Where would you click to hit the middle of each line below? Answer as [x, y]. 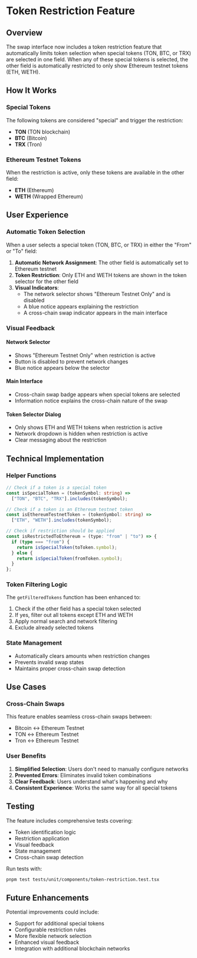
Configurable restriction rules [50, 930]
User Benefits [26, 756]
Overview [24, 33]
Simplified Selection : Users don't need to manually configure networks [101, 769]
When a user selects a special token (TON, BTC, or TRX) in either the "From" [99, 245]
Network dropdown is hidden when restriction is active [81, 434]
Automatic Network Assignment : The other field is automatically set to [101, 262]
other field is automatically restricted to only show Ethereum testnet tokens [97, 66]
